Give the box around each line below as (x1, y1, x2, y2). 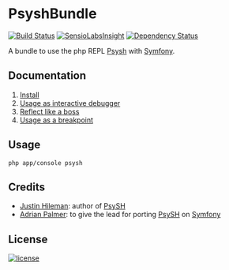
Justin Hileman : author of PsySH (19, 201, 126, 211)
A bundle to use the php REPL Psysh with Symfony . (8, 46, 175, 55)
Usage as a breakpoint (19, 115, 93, 125)
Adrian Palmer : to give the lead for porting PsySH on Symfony (19, 210, 221, 219)
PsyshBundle (8, 5, 97, 23)
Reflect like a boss (19, 107, 80, 116)
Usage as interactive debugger (19, 98, 121, 107)
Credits (8, 180, 46, 193)
